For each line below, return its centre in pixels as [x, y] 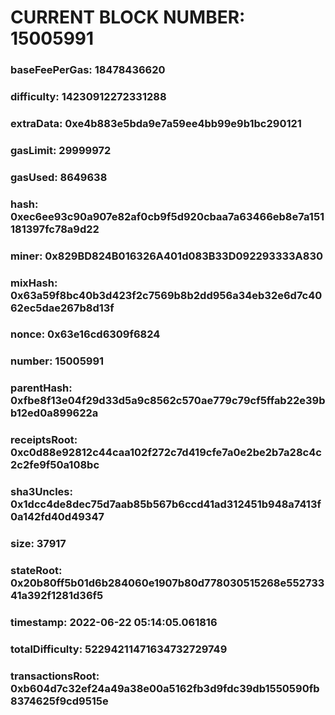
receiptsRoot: [44, 440]
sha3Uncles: [41, 492]
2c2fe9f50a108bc [55, 465]
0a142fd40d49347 [57, 517]
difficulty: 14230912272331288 [88, 97]
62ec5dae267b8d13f [62, 308]
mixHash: [34, 283]
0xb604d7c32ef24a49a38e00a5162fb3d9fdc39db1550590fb [165, 688]
